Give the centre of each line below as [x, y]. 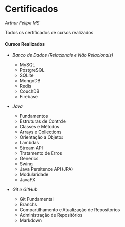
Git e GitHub [25, 189]
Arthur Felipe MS [22, 23]
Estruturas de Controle [43, 121]
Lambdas [29, 143]
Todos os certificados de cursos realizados [49, 32]
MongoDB [30, 81]
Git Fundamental [36, 199]
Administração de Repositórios [51, 215]
